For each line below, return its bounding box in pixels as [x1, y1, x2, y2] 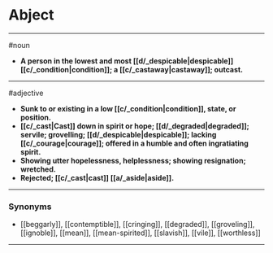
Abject [8, 6, 54, 24]
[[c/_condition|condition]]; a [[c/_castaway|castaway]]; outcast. [19, 64, 244, 74]
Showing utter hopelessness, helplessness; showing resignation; [19, 155, 246, 165]
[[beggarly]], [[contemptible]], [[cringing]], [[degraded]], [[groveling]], [19, 220, 255, 229]
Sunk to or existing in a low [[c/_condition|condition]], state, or [19, 103, 236, 113]
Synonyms [8, 201, 52, 212]
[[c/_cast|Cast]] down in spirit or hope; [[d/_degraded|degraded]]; [19, 120, 249, 131]
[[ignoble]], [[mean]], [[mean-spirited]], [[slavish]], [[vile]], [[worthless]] [19, 228, 262, 238]
